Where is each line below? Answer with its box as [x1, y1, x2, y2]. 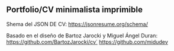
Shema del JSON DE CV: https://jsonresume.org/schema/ [6, 20, 148, 27]
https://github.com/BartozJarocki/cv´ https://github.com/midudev [6, 38, 169, 45]
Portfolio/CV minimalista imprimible [6, 5, 143, 15]
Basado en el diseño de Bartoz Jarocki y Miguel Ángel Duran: [6, 32, 158, 39]
